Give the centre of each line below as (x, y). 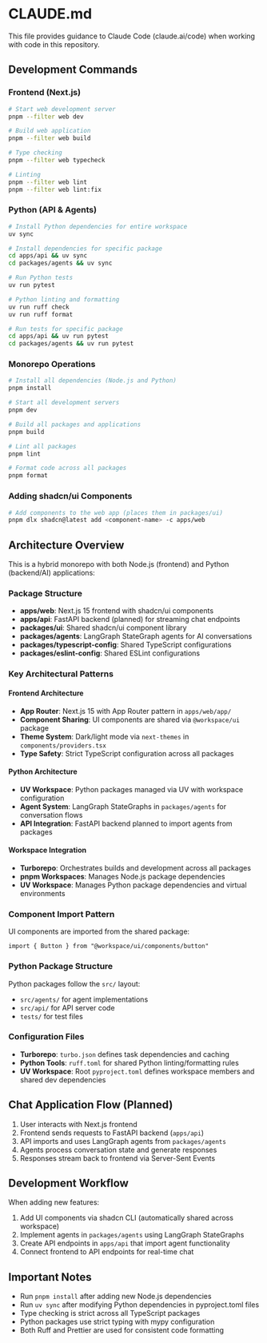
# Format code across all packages (68, 468)
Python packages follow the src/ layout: (74, 983)
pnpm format (28, 476)
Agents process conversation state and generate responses (118, 1150)
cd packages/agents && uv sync (60, 263)
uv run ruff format (41, 314)
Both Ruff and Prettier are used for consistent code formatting (122, 1330)
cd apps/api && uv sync (48, 256)
